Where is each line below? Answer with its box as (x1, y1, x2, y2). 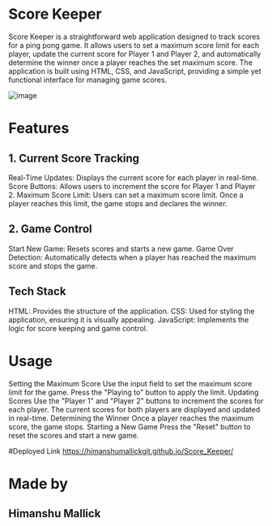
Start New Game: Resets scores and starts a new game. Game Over (8, 244, 235, 253)
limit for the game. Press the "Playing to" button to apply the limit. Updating (8, 387, 259, 397)
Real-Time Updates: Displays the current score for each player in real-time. (8, 172, 259, 183)
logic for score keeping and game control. (8, 323, 148, 333)
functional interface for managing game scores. (8, 75, 168, 84)
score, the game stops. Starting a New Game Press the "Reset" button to (8, 421, 251, 431)
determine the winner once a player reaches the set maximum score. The (8, 58, 253, 67)
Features (8, 119, 70, 138)
